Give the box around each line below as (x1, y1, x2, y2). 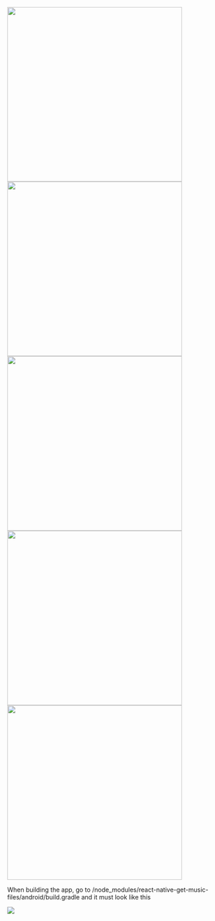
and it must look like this (81, 893, 151, 901)
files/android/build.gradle (7, 893, 80, 901)
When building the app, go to (7, 885, 91, 894)
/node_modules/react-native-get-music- (91, 885, 209, 894)
